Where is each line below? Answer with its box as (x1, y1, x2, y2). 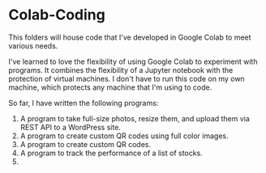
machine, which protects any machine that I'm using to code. (8, 82, 212, 92)
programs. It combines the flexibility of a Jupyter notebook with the (8, 65, 234, 74)
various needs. (8, 40, 58, 50)
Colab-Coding (8, 6, 105, 24)
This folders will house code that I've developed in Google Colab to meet (8, 32, 251, 42)
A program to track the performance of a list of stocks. (19, 148, 203, 158)
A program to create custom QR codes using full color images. (19, 131, 229, 141)
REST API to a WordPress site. (19, 122, 122, 132)
